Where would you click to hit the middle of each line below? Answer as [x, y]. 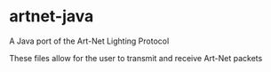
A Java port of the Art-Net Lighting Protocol [89, 41]
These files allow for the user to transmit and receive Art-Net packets [136, 58]
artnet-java [52, 16]
